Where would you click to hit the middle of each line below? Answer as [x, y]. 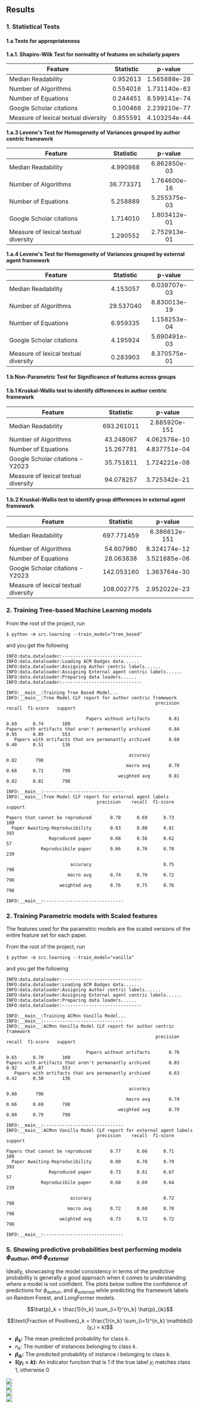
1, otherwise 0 [32, 1370]
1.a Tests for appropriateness [43, 40]
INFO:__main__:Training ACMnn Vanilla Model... [66, 1016]
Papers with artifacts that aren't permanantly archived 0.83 [93, 1063]
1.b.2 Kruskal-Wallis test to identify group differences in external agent [96, 499]
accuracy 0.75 [122, 864]
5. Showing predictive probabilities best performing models [94, 1250]
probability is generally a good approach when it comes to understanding [96, 1277]
